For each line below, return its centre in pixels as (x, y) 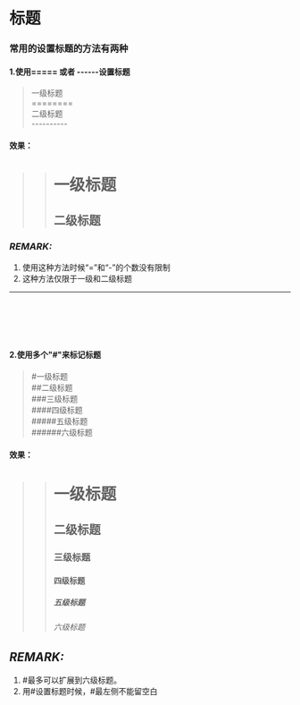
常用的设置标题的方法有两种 (69, 48)
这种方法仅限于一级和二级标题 (77, 278)
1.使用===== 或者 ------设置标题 (70, 72)
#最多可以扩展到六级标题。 (72, 680)
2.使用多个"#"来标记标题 (55, 355)
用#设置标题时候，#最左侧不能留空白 (90, 691)
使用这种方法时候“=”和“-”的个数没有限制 (96, 267)
